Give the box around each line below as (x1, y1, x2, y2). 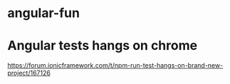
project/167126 (7, 69, 51, 78)
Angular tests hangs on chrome (7, 38, 198, 54)
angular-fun (7, 5, 80, 21)
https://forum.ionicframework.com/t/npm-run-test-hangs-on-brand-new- (7, 61, 224, 70)
